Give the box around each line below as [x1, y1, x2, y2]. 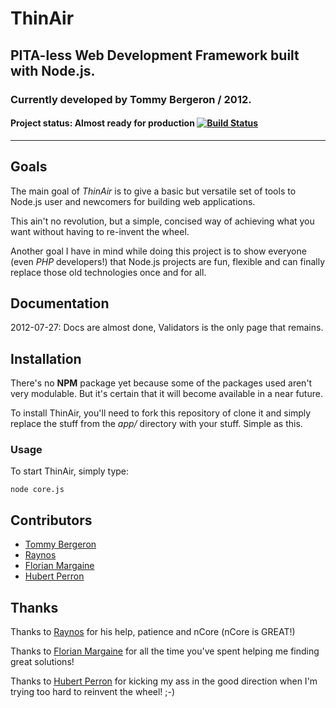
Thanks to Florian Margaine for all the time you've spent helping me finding [10, 645, 320, 657]
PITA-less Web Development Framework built [10, 47, 300, 64]
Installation [10, 350, 82, 367]
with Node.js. [10, 62, 96, 79]
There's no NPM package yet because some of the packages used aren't [10, 377, 313, 389]
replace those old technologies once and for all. [10, 266, 207, 278]
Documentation [10, 295, 110, 312]
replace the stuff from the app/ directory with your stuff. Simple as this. [10, 418, 303, 430]
